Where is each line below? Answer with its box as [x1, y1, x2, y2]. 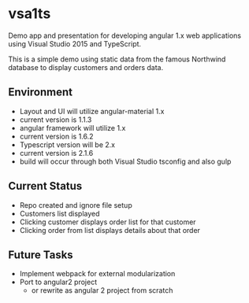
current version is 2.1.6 [19, 148, 94, 157]
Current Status [8, 179, 83, 193]
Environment [8, 86, 73, 99]
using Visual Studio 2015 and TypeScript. [8, 39, 142, 48]
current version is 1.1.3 [19, 115, 92, 124]
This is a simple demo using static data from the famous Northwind [8, 54, 226, 64]
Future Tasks [8, 248, 73, 261]
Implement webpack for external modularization [19, 269, 176, 279]
